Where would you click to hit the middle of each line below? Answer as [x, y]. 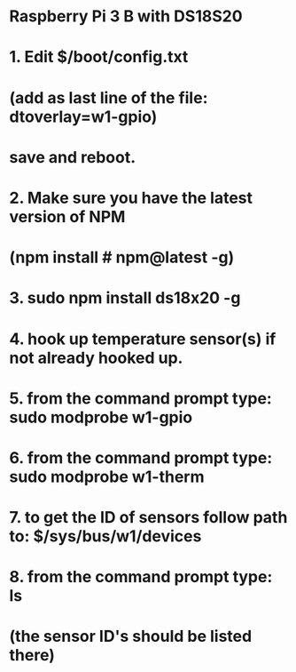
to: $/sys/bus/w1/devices [105, 536]
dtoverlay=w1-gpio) [83, 116]
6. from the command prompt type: [141, 457]
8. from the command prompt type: [141, 577]
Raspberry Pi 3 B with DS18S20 [126, 16]
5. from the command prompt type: [140, 398]
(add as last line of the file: [109, 97]
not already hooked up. [96, 358]
